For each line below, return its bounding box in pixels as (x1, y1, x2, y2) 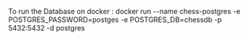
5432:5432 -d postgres (8, 24, 85, 32)
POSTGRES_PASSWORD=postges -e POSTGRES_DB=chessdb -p (8, 15, 223, 24)
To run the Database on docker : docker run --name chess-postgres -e (8, 7, 241, 16)
